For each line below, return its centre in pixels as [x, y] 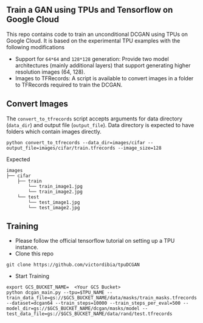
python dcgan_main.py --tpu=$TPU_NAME [55, 293]
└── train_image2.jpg [56, 192]
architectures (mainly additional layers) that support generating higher [103, 65]
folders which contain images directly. [54, 131]
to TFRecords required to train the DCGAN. [69, 85]
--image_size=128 [140, 148]
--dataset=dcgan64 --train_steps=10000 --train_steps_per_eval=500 [94, 304]
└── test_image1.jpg [54, 202]
